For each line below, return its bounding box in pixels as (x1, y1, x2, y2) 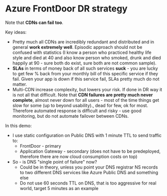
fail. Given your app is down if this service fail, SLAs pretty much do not (12, 76, 160, 82)
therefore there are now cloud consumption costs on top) (19, 153, 138, 160)
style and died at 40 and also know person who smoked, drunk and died (12, 54, 161, 60)
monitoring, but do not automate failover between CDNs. (12, 113, 129, 119)
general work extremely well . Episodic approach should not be (12, 44, 143, 50)
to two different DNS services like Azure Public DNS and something (19, 169, 159, 175)
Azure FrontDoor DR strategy (5, 3, 128, 14)
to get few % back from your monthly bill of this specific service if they (12, 70, 159, 76)
